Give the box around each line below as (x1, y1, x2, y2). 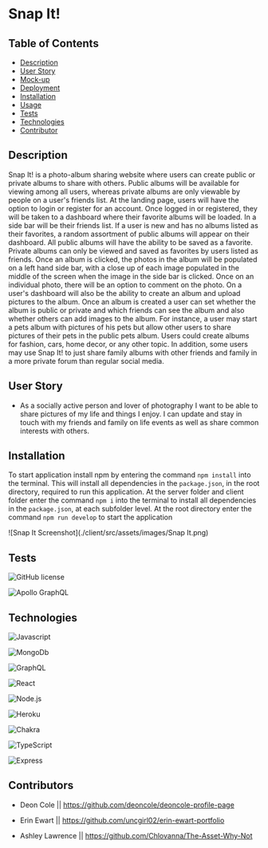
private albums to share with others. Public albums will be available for (8, 178, 240, 187)
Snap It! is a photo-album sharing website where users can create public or (8, 169, 256, 179)
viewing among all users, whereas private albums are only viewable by (8, 187, 241, 196)
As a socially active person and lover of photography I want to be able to (19, 400, 258, 410)
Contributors (8, 779, 74, 792)
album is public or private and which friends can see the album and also (8, 305, 245, 315)
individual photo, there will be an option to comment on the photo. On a (8, 280, 242, 290)
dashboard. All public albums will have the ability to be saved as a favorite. (8, 237, 254, 247)
